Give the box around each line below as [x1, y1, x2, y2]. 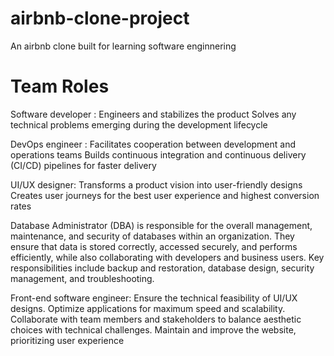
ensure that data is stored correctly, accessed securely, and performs [10, 240, 298, 252]
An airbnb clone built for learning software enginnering [10, 40, 237, 52]
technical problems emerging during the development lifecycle [10, 118, 268, 131]
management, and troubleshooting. [10, 272, 155, 284]
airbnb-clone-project [10, 7, 190, 30]
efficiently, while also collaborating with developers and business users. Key [10, 251, 325, 263]
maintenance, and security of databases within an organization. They [10, 230, 295, 242]
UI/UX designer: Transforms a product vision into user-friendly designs [10, 178, 303, 191]
